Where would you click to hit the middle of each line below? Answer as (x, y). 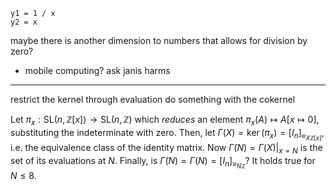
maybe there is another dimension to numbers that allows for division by (159, 40)
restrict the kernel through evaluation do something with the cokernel (153, 99)
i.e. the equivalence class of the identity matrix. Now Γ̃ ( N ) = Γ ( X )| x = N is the (166, 148)
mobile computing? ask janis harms (97, 70)
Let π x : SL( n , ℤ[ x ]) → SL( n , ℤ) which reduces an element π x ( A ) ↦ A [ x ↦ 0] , (165, 121)
